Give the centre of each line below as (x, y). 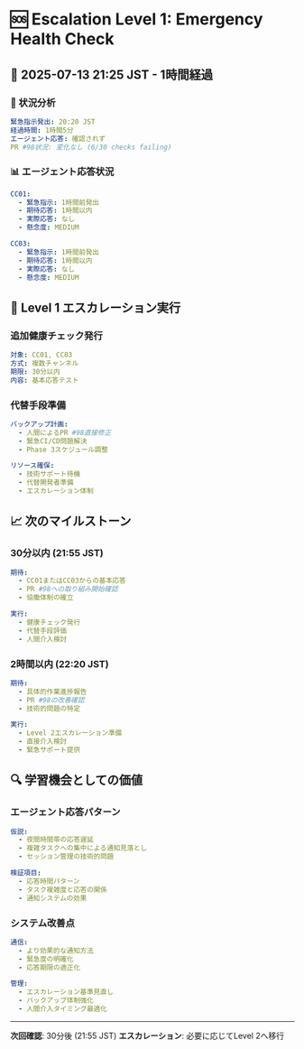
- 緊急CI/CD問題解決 (53, 441)
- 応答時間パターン (49, 881)
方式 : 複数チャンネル (45, 363)
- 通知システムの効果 (53, 898)
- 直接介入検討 (43, 742)
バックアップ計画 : (39, 424)
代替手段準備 (38, 404)
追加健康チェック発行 (56, 336)
